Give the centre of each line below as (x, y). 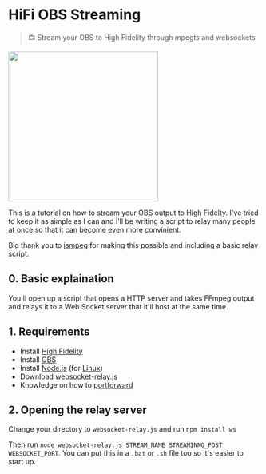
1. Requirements (49, 332)
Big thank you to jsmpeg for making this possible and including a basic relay (133, 245)
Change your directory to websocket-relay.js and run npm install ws (123, 429)
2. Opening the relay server (77, 410)
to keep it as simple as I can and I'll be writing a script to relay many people (132, 221)
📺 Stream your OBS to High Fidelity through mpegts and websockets (141, 37)
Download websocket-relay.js (69, 376)
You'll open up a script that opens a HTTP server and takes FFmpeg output (131, 298)
